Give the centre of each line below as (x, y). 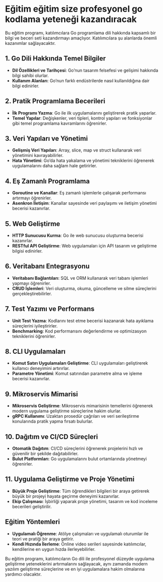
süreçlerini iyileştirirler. (35, 326)
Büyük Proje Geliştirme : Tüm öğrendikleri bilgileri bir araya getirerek (81, 491)
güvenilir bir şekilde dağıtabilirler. (45, 454)
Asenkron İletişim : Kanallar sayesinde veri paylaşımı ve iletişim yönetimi (84, 203)
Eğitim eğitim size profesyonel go (74, 9)
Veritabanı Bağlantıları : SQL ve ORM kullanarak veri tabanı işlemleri (80, 278)
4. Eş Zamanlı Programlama (47, 181)
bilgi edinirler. (26, 86)
